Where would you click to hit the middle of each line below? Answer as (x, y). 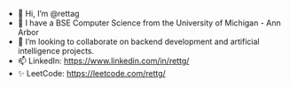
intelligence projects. (56, 51)
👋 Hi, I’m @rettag (48, 14)
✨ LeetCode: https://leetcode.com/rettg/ (91, 73)
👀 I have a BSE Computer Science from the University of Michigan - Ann (149, 23)
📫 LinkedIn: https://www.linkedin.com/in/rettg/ (103, 61)
